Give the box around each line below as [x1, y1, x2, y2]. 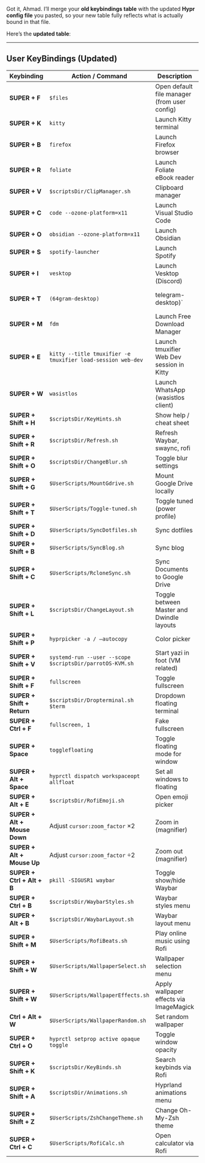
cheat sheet [155, 418, 189, 427]
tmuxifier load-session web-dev [49, 356, 143, 364]
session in [155, 360, 184, 368]
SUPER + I [9, 269, 39, 278]
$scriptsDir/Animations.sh [49, 1089, 128, 1096]
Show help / [155, 411, 190, 419]
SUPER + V [9, 187, 41, 196]
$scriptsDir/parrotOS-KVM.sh [49, 660, 134, 667]
